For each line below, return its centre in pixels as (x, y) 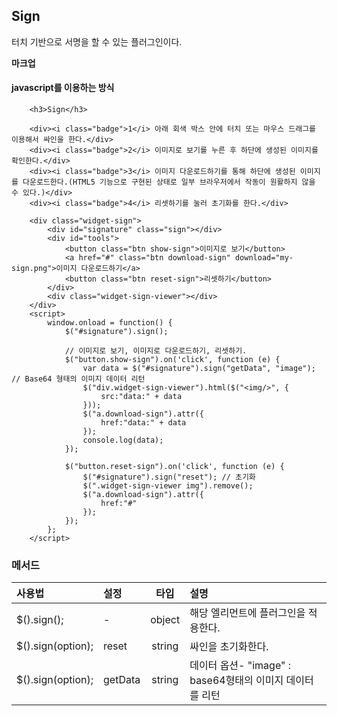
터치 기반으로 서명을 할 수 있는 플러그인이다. (97, 41)
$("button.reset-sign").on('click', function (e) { (174, 467)
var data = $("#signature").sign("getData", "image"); (199, 369)
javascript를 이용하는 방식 (63, 88)
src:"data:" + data (141, 397)
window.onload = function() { (110, 323)
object (165, 620)
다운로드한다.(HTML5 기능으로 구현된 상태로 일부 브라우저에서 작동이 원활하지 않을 (169, 182)
